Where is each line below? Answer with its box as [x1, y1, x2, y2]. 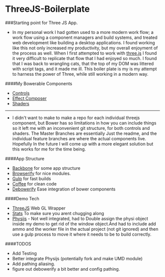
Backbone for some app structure [12, 165, 81, 171]
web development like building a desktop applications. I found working [12, 39, 155, 45]
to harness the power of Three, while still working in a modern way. [12, 71, 149, 77]
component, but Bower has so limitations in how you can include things [12, 120, 157, 126]
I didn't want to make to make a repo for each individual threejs [12, 115, 140, 121]
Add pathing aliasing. [12, 261, 55, 267]
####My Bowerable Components [5, 80, 73, 87]
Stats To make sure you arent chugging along [12, 210, 105, 216]
